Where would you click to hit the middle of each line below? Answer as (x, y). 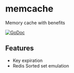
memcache (29, 9)
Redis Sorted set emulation (41, 65)
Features (20, 48)
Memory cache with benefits (35, 23)
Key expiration (28, 60)
